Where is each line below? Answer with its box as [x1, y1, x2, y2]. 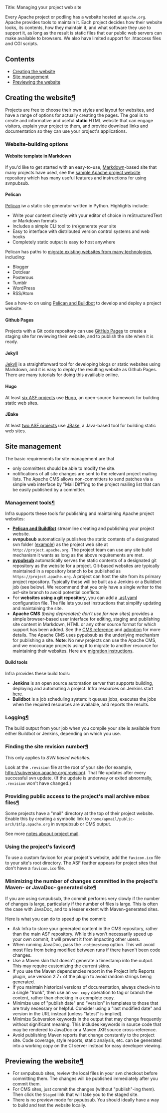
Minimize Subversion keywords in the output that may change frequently [12, 1016, 162, 1022]
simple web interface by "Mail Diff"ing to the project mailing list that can [12, 481, 161, 487]
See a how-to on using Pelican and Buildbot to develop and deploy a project [5, 300, 162, 306]
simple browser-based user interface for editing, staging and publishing [12, 616, 160, 622]
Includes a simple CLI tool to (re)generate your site [12, 223, 117, 229]
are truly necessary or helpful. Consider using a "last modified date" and [12, 1005, 162, 1011]
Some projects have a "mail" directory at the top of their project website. [5, 810, 154, 816]
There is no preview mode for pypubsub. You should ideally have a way [12, 1097, 160, 1103]
